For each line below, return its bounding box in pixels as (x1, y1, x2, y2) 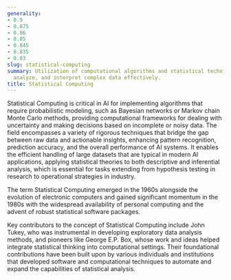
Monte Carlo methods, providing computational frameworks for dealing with (7, 114, 222, 122)
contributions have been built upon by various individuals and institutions (7, 250, 214, 259)
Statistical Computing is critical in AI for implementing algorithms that (7, 99, 203, 107)
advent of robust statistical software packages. (7, 208, 141, 216)
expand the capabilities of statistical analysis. (7, 265, 136, 273)
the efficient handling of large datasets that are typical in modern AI (7, 151, 199, 159)
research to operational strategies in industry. (7, 173, 136, 181)
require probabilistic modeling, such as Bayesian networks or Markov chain (7, 107, 220, 115)
